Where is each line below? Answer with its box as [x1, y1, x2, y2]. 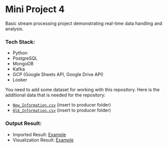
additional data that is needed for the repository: [5, 92, 106, 98]
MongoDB [12, 61, 34, 67]
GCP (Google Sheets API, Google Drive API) [12, 71, 103, 78]
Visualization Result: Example [12, 137, 74, 143]
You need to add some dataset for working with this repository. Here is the [5, 87, 160, 93]
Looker [12, 77, 28, 83]
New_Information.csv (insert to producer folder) [12, 102, 111, 108]
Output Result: [5, 120, 42, 127]
